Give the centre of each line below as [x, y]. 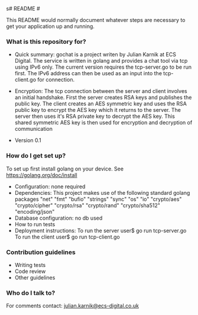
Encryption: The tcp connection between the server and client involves [101, 91]
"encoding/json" [35, 211]
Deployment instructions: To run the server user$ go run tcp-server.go [100, 230]
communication [34, 129]
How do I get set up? [36, 156]
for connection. [56, 80]
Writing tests [30, 265]
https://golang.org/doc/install [42, 175]
